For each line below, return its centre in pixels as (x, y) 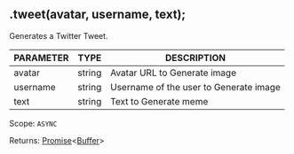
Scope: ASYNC (33, 123)
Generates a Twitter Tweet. (59, 35)
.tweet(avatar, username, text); (98, 15)
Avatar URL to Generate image (173, 73)
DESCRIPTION (195, 58)
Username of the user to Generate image (195, 87)
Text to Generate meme (159, 101)
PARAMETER (41, 58)
